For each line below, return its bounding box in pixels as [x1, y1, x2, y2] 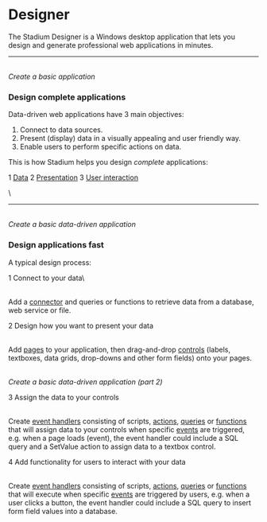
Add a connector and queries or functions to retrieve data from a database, [8, 297, 254, 306]
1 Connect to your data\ [8, 273, 85, 282]
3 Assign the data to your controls [8, 392, 119, 402]
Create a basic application [8, 72, 95, 81]
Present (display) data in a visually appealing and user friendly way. [19, 134, 241, 143]
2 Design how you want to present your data [8, 321, 153, 330]
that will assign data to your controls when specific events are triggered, [8, 424, 245, 434]
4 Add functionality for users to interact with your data [8, 457, 186, 466]
